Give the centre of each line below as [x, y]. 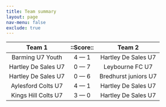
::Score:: [82, 47]
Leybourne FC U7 [128, 67]
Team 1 [37, 47]
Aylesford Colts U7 [37, 86]
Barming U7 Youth [37, 57]
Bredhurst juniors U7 [128, 77]
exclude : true [24, 28]
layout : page [22, 17]
